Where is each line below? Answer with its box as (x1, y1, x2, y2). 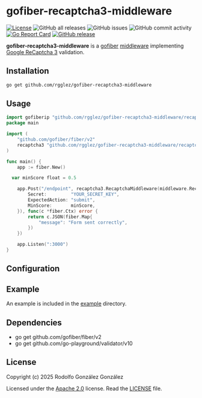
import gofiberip (6, 114, 50, 121)
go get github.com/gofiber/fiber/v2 (14, 333, 102, 340)
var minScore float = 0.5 (11, 175, 77, 181)
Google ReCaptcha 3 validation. (6, 48, 85, 55)
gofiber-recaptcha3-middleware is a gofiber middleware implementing (6, 42, 185, 49)
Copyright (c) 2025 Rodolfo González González (6, 373, 124, 380)
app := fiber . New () (17, 164, 66, 170)
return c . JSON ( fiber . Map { (28, 213, 93, 220)
